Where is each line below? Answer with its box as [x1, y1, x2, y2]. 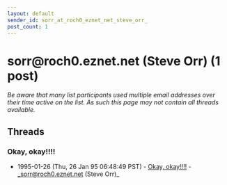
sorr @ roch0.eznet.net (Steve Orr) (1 [7, 53, 221, 69]
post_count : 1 [7, 23, 49, 30]
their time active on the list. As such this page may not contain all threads [7, 98, 219, 106]
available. [7, 106, 36, 114]
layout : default [7, 10, 54, 17]
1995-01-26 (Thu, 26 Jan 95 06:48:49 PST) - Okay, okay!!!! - [17, 163, 191, 170]
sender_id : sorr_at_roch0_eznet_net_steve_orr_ [7, 17, 148, 24]
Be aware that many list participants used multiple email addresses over [7, 91, 216, 99]
